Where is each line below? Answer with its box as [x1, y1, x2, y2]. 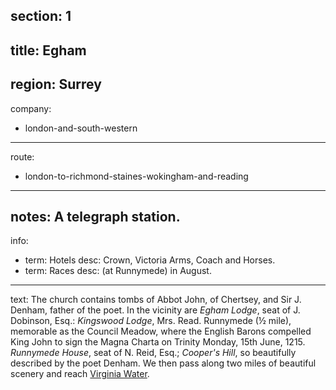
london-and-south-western [24, 122, 138, 134]
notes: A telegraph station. [10, 208, 181, 225]
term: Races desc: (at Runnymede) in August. [24, 265, 212, 277]
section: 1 [10, 8, 72, 25]
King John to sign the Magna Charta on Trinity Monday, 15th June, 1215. [10, 336, 306, 348]
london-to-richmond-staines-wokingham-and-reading [24, 170, 249, 182]
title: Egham [10, 42, 87, 59]
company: [10, 102, 52, 114]
